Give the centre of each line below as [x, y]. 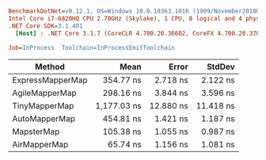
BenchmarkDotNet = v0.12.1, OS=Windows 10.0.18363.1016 [99, 11]
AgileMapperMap [44, 93]
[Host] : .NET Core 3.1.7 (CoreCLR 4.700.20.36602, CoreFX [115, 33]
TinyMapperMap [43, 106]
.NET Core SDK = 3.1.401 [46, 26]
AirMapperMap [40, 145]
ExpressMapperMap [50, 80]
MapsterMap [36, 131]
